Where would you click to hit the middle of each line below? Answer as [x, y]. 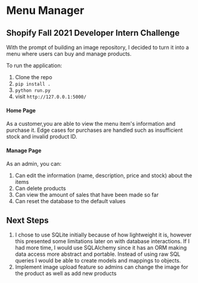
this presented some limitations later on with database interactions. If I [102, 241]
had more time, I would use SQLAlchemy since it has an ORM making [101, 248]
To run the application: [34, 65]
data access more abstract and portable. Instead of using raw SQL [97, 254]
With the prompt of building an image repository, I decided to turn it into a [97, 47]
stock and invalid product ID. [42, 137]
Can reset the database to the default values [70, 201]
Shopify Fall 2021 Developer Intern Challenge [93, 33]
